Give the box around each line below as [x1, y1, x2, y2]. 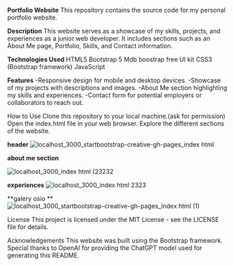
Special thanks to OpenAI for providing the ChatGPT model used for [7, 244, 203, 252]
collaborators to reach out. [7, 98, 84, 107]
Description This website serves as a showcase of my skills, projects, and [7, 27, 221, 35]
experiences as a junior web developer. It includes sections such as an [7, 34, 211, 43]
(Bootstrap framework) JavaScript [7, 63, 105, 71]
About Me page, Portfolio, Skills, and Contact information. [7, 42, 173, 50]
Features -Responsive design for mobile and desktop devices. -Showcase [7, 76, 221, 84]
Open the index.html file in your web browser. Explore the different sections [7, 119, 225, 128]
